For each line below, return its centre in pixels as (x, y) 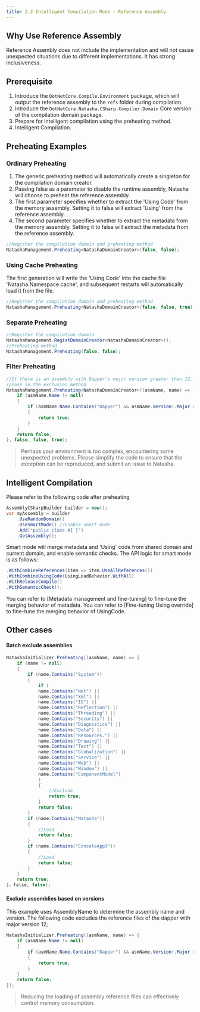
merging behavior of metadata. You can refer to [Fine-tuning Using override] (100, 605)
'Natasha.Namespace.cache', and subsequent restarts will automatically (95, 284)
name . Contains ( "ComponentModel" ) (79, 774)
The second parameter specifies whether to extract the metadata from (101, 221)
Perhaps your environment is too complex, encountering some (97, 451)
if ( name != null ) (40, 663)
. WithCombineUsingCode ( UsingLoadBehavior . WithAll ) (70, 576)
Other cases (29, 630)
